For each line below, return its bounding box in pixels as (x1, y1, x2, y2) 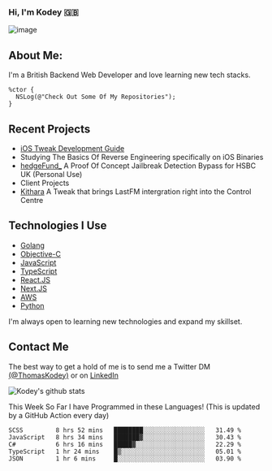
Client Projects (19, 178, 70, 188)
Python (19, 300, 45, 310)
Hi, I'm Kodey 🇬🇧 (8, 6, 80, 18)
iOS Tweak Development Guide (19, 143, 125, 153)
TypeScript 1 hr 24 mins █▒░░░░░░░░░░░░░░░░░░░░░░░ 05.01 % (8, 447, 242, 456)
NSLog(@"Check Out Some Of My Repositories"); (15, 93, 176, 102)
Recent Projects (8, 122, 91, 136)
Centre (19, 195, 44, 205)
